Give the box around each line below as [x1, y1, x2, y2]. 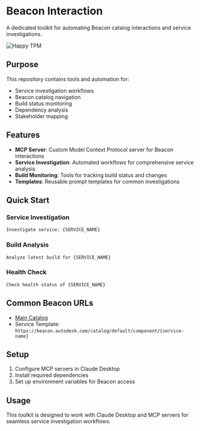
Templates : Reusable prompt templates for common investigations [14, 178, 180, 185]
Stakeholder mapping [14, 112, 68, 119]
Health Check [6, 268, 47, 277]
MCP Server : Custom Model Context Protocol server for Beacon [14, 146, 174, 153]
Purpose [6, 59, 39, 70]
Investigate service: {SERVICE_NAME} [6, 227, 101, 233]
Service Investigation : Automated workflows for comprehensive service [14, 158, 194, 166]
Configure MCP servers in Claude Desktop [14, 365, 120, 373]
